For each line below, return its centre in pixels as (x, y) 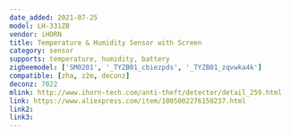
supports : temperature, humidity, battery (90, 59)
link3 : (21, 117)
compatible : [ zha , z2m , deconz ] (69, 76)
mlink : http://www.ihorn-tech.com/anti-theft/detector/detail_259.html (145, 92)
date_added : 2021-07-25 (54, 17)
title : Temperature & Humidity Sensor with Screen (106, 42)
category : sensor (42, 51)
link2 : (21, 109)
